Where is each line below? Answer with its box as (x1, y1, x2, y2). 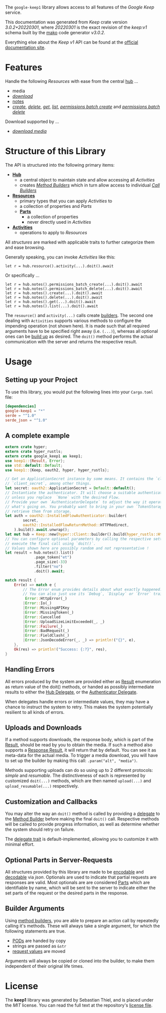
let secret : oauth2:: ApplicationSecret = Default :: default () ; (5, 486, 136, 491)
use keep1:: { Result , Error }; (5, 458, 65, 463)
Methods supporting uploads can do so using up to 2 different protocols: (5, 767, 153, 773)
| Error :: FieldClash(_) (23, 633, 70, 638)
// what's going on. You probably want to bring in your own (5, 504, 134, 509)
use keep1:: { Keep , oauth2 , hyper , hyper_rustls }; (5, 467, 110, 473)
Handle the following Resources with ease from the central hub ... (5, 78, 138, 84)
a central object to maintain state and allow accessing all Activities (19, 177, 155, 183)
